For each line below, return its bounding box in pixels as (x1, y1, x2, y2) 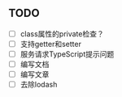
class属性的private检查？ (20, 28, 104, 39)
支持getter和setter (20, 39, 81, 48)
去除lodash (20, 80, 58, 90)
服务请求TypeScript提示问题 (20, 48, 115, 59)
